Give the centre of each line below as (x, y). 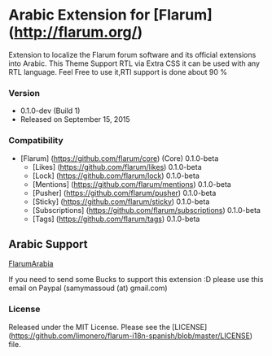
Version (24, 93)
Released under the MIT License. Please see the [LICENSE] (108, 327)
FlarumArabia (31, 264)
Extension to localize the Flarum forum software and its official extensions (132, 54)
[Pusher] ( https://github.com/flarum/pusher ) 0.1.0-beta (124, 193)
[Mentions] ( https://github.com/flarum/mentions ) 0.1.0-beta (132, 184)
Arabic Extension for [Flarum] (111, 15)
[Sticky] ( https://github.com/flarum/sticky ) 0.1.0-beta (121, 202)
